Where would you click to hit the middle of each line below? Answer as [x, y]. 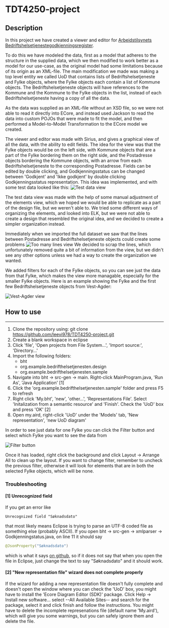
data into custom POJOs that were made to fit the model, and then [74, 119]
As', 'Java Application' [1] [38, 383]
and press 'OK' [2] [32, 409]
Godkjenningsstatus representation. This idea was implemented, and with [81, 182]
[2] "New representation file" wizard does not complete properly [74, 572]
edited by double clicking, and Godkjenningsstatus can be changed [75, 171]
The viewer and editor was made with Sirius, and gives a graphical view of [82, 139]
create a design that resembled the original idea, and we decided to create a [84, 219]
